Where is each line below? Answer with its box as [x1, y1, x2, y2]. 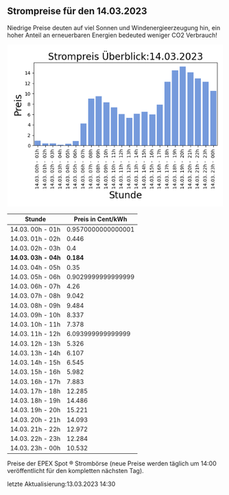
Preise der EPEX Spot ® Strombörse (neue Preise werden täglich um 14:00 [7, 459, 217, 468]
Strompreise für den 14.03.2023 [7, 5, 147, 17]
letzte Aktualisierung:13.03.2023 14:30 [7, 479, 116, 488]
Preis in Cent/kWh [73, 215, 128, 223]
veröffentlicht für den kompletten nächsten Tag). [7, 466, 144, 474]
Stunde [25, 215, 47, 223]
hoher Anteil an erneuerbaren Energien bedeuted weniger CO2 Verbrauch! [7, 31, 218, 39]
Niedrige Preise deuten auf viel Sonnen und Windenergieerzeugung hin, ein [7, 23, 221, 31]
